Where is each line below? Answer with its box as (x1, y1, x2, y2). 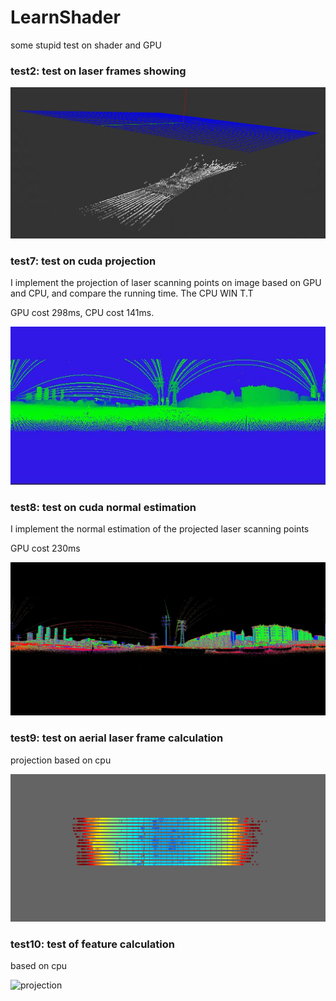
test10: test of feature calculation (10, 937, 175, 951)
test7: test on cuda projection (10, 254, 157, 268)
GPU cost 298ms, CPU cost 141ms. (10, 307, 155, 319)
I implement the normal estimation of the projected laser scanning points (10, 523, 310, 535)
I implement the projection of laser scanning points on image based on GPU (10, 277, 322, 289)
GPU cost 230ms (10, 542, 81, 555)
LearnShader (10, 6, 121, 29)
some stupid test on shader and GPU (10, 39, 162, 51)
